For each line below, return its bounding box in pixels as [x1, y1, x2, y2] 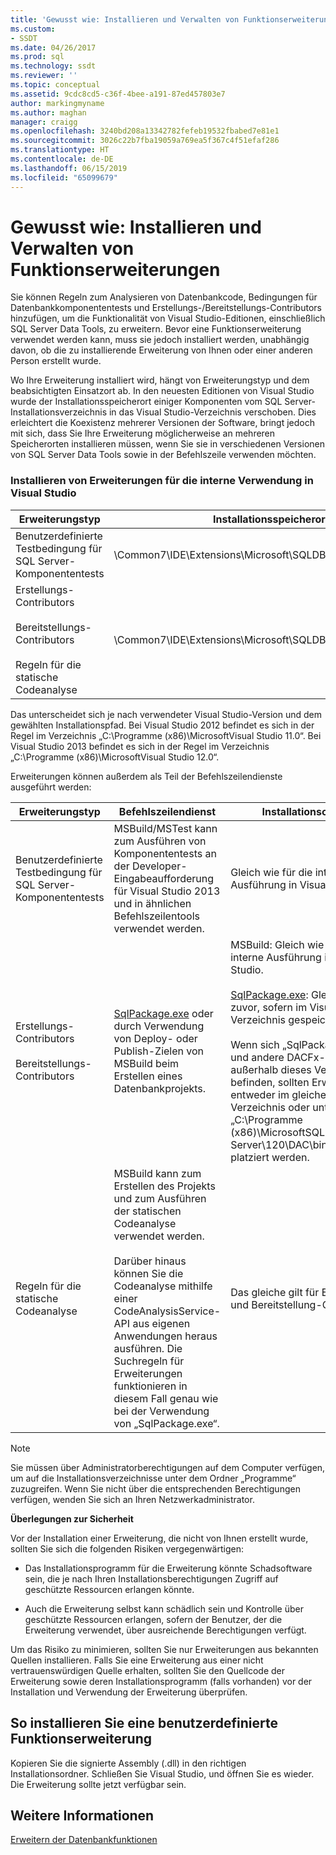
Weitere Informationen [10, 1807, 155, 1824]
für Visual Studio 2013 [113, 884, 221, 898]
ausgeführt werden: [10, 781, 92, 793]
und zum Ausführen [113, 1191, 207, 1205]
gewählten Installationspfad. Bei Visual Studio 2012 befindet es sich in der [10, 719, 315, 731]
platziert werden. [230, 1150, 310, 1164]
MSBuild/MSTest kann [113, 821, 218, 835]
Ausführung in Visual [230, 877, 329, 891]
